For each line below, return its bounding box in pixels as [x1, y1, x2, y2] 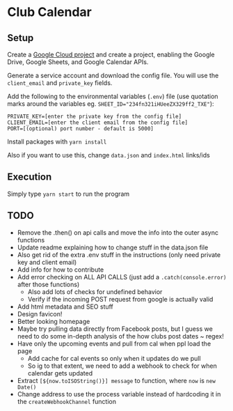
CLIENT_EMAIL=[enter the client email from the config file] [7, 119, 188, 126]
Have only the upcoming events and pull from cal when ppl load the [17, 339, 211, 348]
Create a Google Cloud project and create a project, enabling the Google [7, 50, 216, 59]
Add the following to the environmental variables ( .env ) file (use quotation [7, 92, 218, 100]
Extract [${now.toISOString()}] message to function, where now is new [17, 376, 216, 385]
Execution [7, 171, 52, 183]
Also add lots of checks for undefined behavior [27, 287, 163, 296]
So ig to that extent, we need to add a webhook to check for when [27, 362, 217, 370]
